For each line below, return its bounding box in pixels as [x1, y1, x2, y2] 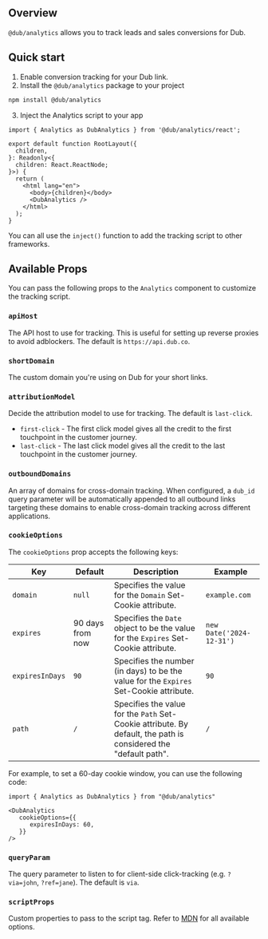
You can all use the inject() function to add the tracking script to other [8, 231, 243, 240]
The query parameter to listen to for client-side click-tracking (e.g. [8, 870, 226, 879]
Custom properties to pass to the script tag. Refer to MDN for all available [8, 913, 250, 923]
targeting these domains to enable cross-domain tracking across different [8, 502, 251, 512]
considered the [114, 738, 171, 749]
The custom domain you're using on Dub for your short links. [8, 372, 208, 382]
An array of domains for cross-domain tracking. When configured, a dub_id [8, 485, 255, 495]
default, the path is [114, 728, 184, 739]
